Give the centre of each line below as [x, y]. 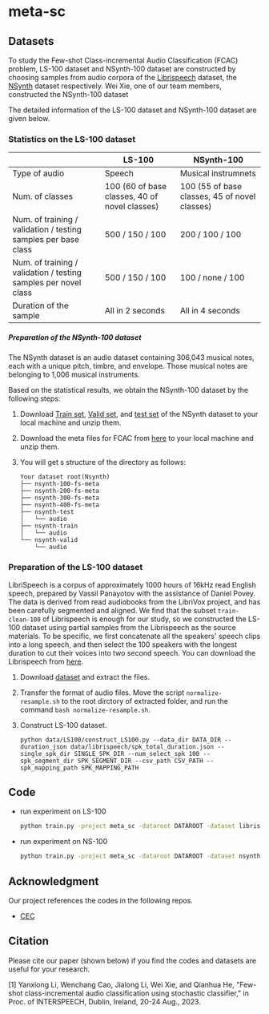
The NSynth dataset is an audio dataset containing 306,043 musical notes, [131, 358]
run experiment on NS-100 [64, 842]
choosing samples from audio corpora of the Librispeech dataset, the [123, 77]
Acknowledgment [54, 881]
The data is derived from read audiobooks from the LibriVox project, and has [134, 602]
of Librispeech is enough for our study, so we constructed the [145, 619]
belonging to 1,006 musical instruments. [74, 374]
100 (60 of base [135, 187]
